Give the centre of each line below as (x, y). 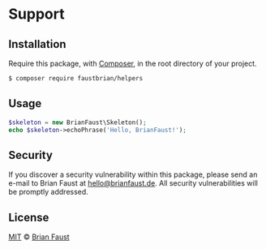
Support (36, 14)
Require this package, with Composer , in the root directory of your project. (133, 63)
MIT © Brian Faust (39, 237)
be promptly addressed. (49, 192)
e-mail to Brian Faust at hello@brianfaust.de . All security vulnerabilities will (133, 183)
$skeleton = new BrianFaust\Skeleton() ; (78, 122)
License (29, 217)
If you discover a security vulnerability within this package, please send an (133, 174)
